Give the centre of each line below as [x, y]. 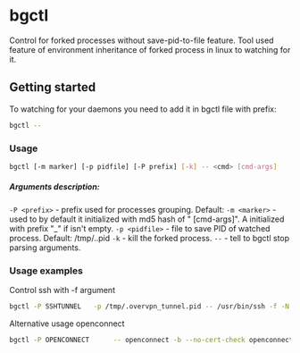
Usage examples [46, 271]
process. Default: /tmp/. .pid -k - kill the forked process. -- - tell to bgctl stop [150, 238]
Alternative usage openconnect [67, 324]
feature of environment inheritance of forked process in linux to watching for [150, 49]
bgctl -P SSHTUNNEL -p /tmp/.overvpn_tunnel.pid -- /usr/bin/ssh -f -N [150, 307]
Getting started [53, 87]
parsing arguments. [45, 248]
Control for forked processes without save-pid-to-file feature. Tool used [142, 40]
